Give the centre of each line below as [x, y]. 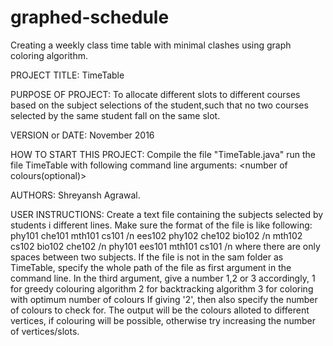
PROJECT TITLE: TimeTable [67, 75]
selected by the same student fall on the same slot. [115, 115]
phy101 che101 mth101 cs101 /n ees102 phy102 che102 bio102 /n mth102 [156, 235]
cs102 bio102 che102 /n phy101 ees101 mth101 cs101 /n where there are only [165, 246]
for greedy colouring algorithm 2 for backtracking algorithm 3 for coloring [162, 288]
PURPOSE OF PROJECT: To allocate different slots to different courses [155, 94]
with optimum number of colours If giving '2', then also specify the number [164, 299]
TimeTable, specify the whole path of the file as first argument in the [151, 267]
